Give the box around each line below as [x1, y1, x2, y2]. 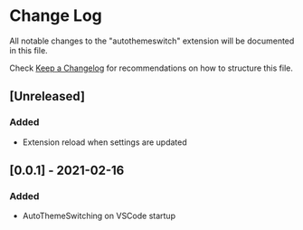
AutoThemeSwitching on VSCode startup [22, 210, 176, 222]
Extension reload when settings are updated [22, 137, 187, 148]
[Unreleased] [9, 89, 86, 104]
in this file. [9, 44, 48, 55]
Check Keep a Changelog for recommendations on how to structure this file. [9, 62, 294, 73]
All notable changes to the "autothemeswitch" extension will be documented [9, 35, 295, 46]
